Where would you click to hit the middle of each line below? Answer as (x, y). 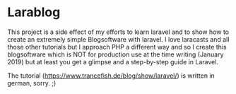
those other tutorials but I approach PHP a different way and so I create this (117, 47)
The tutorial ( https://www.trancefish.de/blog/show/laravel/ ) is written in (111, 76)
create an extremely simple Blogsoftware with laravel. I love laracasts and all (118, 39)
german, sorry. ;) (32, 83)
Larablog (34, 12)
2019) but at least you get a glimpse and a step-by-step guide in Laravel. (113, 61)
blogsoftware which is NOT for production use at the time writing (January (116, 54)
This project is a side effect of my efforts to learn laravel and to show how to (118, 32)
